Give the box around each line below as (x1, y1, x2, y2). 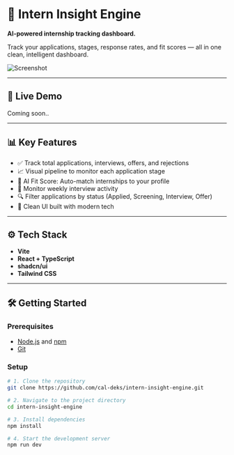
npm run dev (7, 442, 42, 449)
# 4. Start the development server (7, 435, 111, 442)
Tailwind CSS (17, 270, 57, 278)
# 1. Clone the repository (7, 378, 86, 385)
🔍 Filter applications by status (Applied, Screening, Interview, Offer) (17, 192, 212, 201)
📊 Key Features (7, 137, 77, 148)
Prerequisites (7, 321, 54, 331)
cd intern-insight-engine (7, 403, 82, 410)
